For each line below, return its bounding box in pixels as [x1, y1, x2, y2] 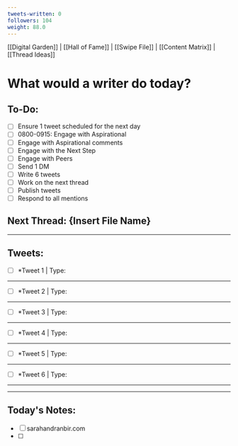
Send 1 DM [17, 162, 50, 171]
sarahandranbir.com [26, 424, 86, 433]
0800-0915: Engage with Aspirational [17, 130, 127, 139]
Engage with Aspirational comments [17, 138, 123, 147]
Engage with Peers [17, 154, 73, 163]
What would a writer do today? [7, 75, 191, 91]
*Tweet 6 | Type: [17, 370, 67, 379]
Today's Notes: [7, 404, 76, 416]
